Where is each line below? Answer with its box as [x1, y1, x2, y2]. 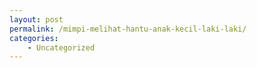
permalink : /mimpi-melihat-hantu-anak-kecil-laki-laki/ [9, 24, 247, 34]
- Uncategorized [27, 42, 96, 53]
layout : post [9, 14, 64, 25]
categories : [9, 33, 59, 43]
